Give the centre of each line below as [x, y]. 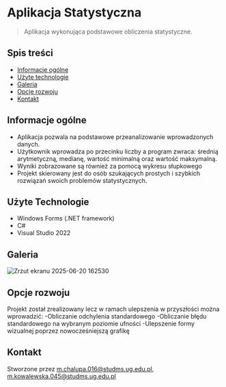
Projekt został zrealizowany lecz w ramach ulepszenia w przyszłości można [113, 309]
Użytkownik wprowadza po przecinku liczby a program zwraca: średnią [117, 151]
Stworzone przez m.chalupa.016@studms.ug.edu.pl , [81, 369]
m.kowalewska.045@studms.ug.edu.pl [61, 376]
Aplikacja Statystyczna [74, 13]
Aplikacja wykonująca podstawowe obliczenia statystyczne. [108, 32]
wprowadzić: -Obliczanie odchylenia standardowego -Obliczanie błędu [107, 316]
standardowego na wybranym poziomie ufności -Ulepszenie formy [101, 324]
